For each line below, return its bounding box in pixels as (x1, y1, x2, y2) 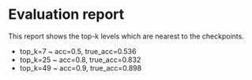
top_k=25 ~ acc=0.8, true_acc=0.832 (19, 55, 141, 64)
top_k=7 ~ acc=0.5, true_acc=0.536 (19, 46, 137, 56)
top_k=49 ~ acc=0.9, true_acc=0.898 (19, 63, 142, 72)
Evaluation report (8, 5, 125, 24)
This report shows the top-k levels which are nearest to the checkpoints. (8, 31, 245, 41)
